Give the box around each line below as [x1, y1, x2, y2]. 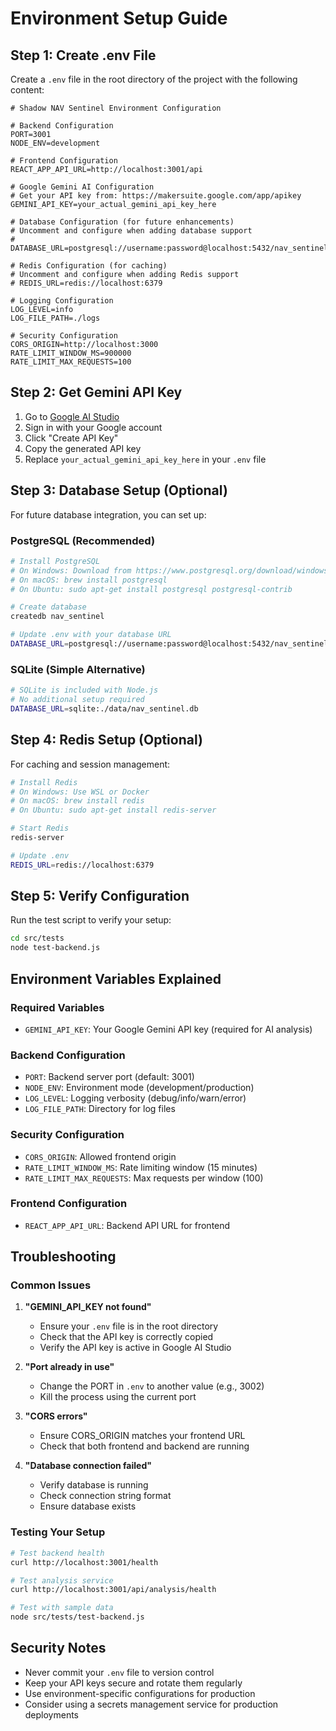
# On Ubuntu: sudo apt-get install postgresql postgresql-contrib [10, 584, 293, 594]
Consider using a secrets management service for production [24, 1698, 279, 1710]
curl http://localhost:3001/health [10, 1557, 159, 1567]
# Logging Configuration [10, 296, 114, 306]
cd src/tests [10, 933, 65, 944]
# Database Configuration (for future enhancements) [10, 217, 235, 227]
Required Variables [10, 1000, 105, 1014]
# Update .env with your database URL [10, 630, 172, 640]
